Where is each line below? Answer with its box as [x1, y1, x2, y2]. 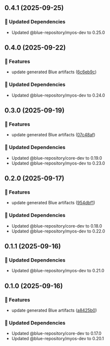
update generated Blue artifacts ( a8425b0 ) [11, 308, 97, 313]
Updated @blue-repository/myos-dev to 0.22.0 [11, 228, 106, 234]
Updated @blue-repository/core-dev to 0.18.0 [11, 223, 102, 229]
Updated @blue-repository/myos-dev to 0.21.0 [11, 268, 105, 274]
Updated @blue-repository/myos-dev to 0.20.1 [11, 336, 104, 342]
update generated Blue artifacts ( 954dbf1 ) [11, 200, 96, 206]
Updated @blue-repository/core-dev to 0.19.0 [11, 155, 102, 161]
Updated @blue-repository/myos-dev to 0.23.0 [11, 160, 105, 166]
